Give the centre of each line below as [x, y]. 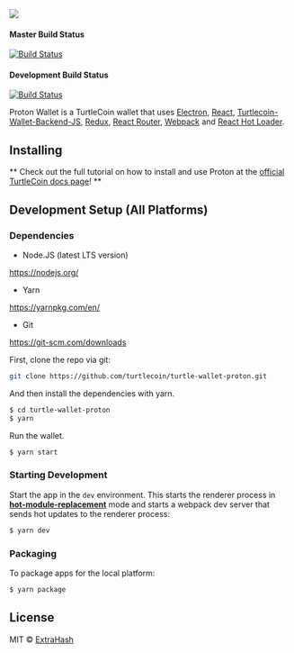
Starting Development [58, 475]
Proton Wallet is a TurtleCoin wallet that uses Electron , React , [122, 113]
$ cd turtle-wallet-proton [60, 410]
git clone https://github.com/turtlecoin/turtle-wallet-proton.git [138, 376]
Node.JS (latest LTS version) [75, 255]
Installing [36, 150]
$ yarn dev [30, 531]
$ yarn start [34, 452]
